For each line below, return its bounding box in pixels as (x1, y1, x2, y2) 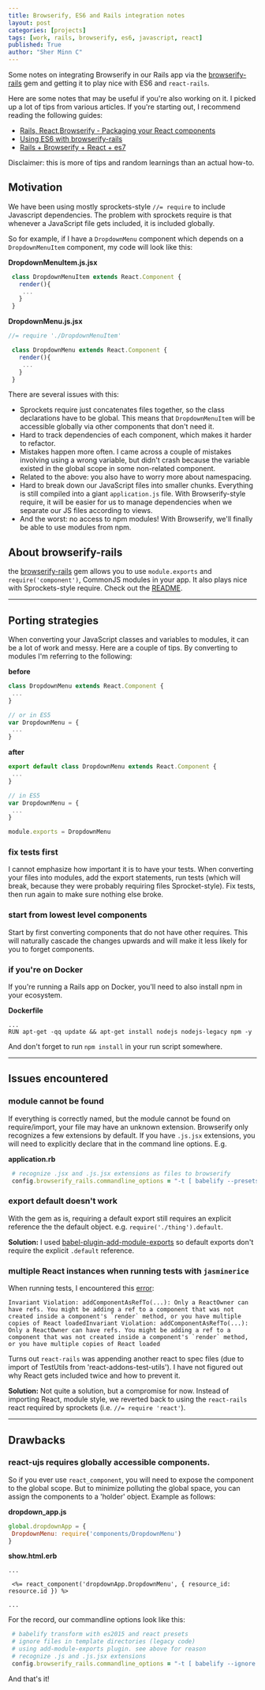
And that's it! (8, 1673, 50, 1684)
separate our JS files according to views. (19, 506, 153, 515)
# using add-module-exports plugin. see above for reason (11, 1645, 207, 1653)
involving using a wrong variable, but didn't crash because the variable (19, 455, 251, 465)
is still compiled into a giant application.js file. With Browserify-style (19, 489, 246, 499)
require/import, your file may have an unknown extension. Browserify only (8, 1122, 248, 1131)
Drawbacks (8, 1433, 65, 1447)
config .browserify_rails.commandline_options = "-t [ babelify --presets (11, 1177, 259, 1185)
